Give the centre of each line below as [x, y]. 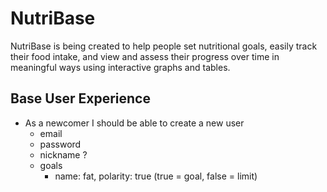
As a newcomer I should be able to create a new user [134, 123]
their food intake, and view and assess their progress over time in [145, 56]
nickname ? [63, 154]
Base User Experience [80, 98]
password [60, 144]
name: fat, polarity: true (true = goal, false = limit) [156, 176]
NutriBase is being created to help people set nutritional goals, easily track [164, 46]
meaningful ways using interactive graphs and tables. [120, 67]
